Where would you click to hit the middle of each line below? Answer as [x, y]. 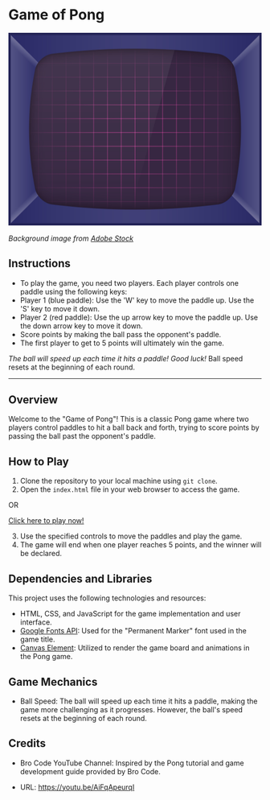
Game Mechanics [53, 682]
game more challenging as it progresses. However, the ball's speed [131, 709]
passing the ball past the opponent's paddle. [82, 436]
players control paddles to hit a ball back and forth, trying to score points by [134, 427]
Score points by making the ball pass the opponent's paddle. [121, 334]
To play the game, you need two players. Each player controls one [129, 282]
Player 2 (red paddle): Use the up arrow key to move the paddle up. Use [139, 317]
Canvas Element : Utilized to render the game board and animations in [135, 648]
